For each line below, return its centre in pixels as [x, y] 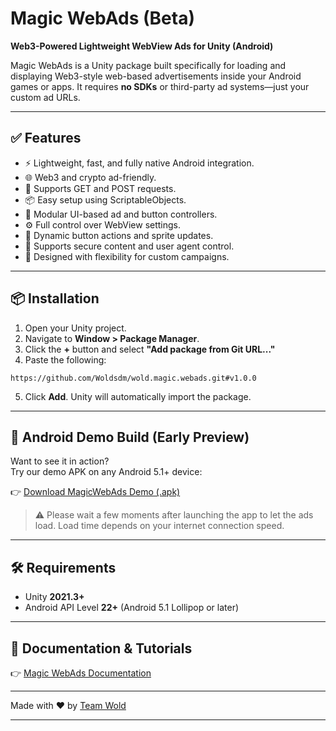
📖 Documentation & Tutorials [101, 648]
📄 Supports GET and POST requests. [100, 188]
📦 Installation [55, 298]
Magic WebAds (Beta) [102, 18]
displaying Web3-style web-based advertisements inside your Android [156, 76]
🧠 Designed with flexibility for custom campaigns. [127, 256]
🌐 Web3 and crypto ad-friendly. [90, 177]
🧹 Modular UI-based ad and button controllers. [121, 214]
